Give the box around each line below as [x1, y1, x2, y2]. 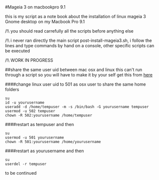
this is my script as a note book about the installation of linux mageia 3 [5, 14, 146, 19]
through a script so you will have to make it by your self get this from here [5, 72, 153, 77]
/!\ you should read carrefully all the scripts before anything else [5, 28, 134, 34]
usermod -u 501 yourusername [5, 135, 64, 140]
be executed [5, 48, 30, 54]
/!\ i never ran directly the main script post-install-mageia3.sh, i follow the [5, 37, 152, 43]
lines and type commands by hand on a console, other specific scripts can [5, 43, 155, 48]
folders [5, 87, 19, 92]
